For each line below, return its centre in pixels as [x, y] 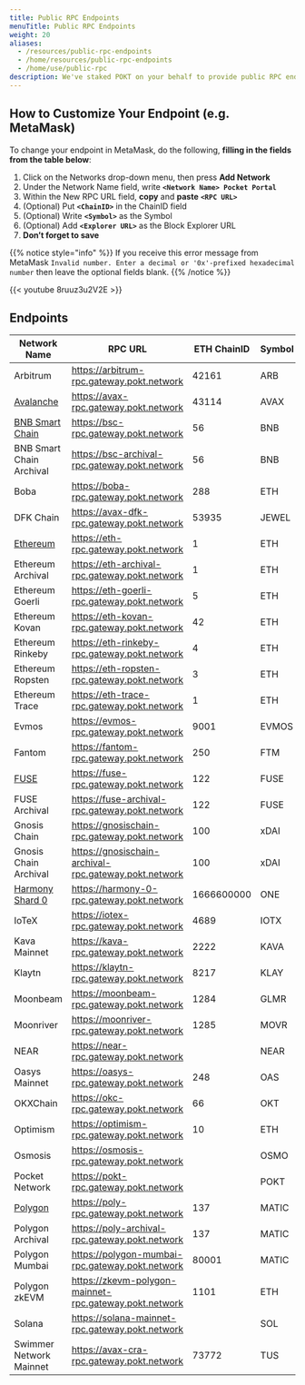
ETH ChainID [222, 349]
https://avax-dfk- [110, 512]
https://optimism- [109, 1124]
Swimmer [34, 1344]
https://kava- [100, 941]
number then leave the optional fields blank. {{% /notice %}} [120, 272]
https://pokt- [99, 1176]
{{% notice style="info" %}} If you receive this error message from [134, 252]
